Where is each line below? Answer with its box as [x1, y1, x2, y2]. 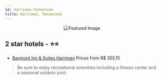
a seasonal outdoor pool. [17, 70, 67, 76]
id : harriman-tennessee [5, 7, 54, 12]
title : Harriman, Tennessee [5, 12, 62, 17]
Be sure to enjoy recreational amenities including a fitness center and [17, 64, 157, 71]
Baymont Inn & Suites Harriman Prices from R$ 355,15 [12, 55, 121, 61]
